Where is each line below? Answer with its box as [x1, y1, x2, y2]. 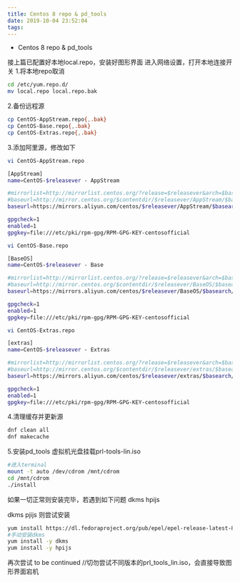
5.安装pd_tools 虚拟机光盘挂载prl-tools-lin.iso [7, 447, 141, 456]
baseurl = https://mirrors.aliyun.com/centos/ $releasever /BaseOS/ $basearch [7, 288, 232, 295]
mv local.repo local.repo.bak [7, 88, 98, 95]
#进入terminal [7, 461, 48, 468]
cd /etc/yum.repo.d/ [7, 81, 69, 89]
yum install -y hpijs [7, 544, 72, 552]
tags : [7, 24, 24, 31]
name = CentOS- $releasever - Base [7, 261, 104, 269]
